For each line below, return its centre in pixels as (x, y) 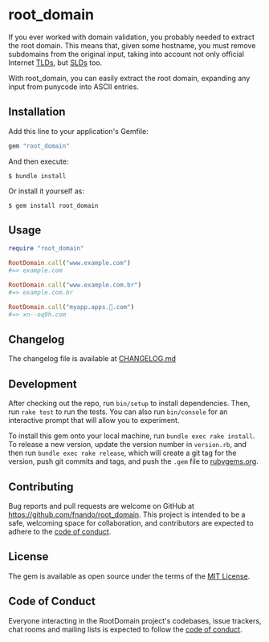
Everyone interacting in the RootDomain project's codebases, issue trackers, (135, 620)
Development (43, 384)
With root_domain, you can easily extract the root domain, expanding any (129, 78)
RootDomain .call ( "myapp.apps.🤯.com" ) (71, 307)
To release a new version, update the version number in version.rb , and (128, 445)
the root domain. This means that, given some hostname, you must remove (132, 45)
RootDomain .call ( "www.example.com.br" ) (75, 285)
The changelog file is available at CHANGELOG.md (92, 359)
